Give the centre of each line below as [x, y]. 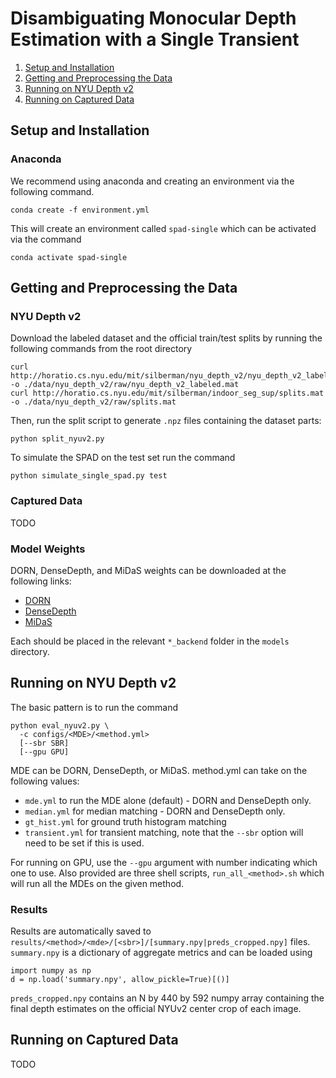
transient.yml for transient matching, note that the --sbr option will [164, 832]
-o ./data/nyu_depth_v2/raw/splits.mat [93, 402]
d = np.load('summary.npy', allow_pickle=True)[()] [120, 980]
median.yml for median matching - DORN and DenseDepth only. [155, 811]
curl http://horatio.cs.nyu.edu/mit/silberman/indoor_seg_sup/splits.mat [167, 393]
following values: [45, 781]
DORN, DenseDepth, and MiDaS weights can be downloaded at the [148, 570]
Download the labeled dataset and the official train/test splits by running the [166, 338]
